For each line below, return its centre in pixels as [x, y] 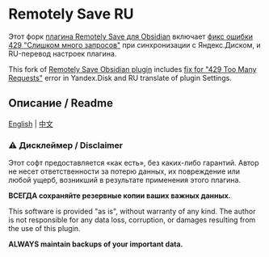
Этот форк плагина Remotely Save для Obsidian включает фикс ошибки [130, 36]
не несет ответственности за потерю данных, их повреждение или [124, 171]
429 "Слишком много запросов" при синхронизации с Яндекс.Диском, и [134, 44]
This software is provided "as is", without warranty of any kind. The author [132, 212]
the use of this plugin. [44, 229]
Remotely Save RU [71, 14]
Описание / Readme [61, 103]
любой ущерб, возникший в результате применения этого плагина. [124, 180]
